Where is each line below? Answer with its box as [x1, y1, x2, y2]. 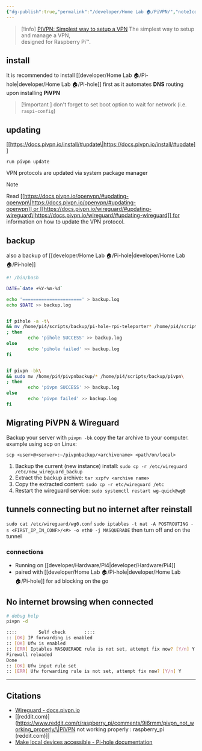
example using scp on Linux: [6, 440, 77, 448]
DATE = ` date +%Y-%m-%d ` [6, 285, 63, 291]
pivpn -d [6, 618, 28, 625]
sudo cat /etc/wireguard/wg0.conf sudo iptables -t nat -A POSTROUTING [6, 521, 188, 528]
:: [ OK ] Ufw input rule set [6, 663, 77, 669]
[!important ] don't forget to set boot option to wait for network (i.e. [20, 101, 188, 108]
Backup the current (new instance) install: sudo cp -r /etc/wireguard [14, 462, 188, 469]
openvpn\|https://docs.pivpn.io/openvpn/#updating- [6, 199, 136, 206]
